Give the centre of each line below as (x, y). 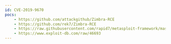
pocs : (10, 15)
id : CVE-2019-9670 (24, 10)
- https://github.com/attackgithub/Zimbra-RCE (64, 19)
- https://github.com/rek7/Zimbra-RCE (55, 24)
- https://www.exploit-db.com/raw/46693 (57, 33)
